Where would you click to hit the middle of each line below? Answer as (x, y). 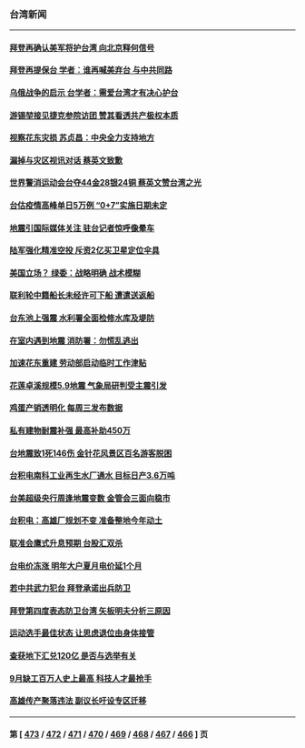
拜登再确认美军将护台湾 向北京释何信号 (82, 47)
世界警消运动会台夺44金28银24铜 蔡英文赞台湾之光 (106, 183)
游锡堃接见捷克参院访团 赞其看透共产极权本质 (94, 115)
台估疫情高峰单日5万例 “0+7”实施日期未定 (89, 206)
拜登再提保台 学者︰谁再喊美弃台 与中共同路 (91, 70)
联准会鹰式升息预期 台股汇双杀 (66, 542)
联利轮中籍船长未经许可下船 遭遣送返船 (82, 295)
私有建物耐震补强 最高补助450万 (70, 430)
